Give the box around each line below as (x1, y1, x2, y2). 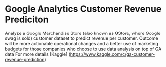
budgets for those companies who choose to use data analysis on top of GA (5, 46, 162, 52)
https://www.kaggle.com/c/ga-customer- (70, 51, 155, 57)
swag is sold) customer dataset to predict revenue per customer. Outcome (5, 35, 158, 41)
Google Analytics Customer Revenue (5, 3, 162, 15)
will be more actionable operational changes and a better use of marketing (5, 40, 158, 46)
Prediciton (5, 14, 49, 25)
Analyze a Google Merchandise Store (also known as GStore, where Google (5, 30, 161, 36)
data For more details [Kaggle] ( (5, 51, 71, 57)
